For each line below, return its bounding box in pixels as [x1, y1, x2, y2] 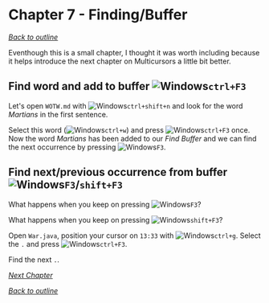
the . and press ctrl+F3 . [8, 239, 128, 248]
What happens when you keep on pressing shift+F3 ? [8, 215, 223, 224]
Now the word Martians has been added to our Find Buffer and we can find [8, 133, 257, 143]
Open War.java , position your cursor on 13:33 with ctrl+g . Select [8, 231, 261, 240]
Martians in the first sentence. [8, 109, 108, 119]
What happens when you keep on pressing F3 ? [8, 199, 202, 209]
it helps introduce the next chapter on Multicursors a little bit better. [8, 56, 231, 66]
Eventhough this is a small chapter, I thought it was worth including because [8, 47, 260, 57]
